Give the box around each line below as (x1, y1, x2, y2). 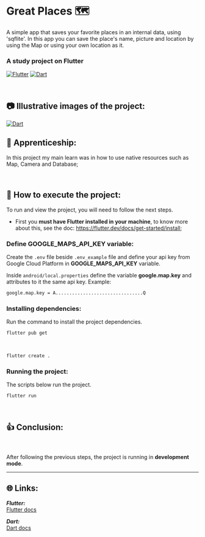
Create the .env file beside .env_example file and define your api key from (6, 253, 190, 260)
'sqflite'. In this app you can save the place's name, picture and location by (6, 35, 194, 42)
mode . (6, 460, 23, 467)
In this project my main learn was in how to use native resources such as (6, 154, 189, 161)
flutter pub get (6, 330, 48, 336)
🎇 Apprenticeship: (6, 138, 77, 148)
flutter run (6, 393, 37, 399)
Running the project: (6, 367, 68, 375)
